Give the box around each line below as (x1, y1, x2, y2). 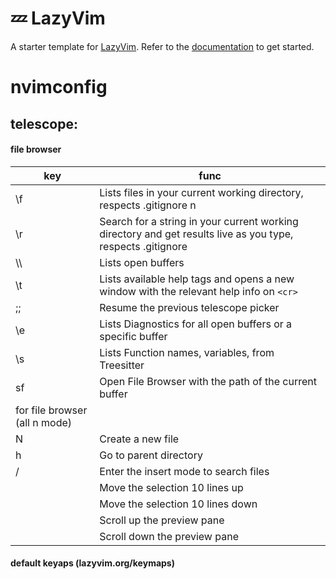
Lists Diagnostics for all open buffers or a (99, 317, 293, 331)
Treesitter (99, 358, 145, 372)
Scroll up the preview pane (99, 513, 225, 527)
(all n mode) (15, 415, 73, 429)
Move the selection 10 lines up (99, 480, 244, 494)
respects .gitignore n (99, 198, 197, 212)
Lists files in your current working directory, (99, 185, 304, 199)
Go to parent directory (99, 448, 203, 462)
